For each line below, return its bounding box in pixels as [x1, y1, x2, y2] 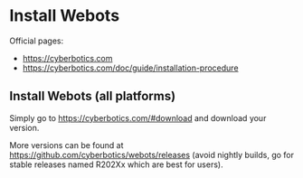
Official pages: [9, 35, 64, 46]
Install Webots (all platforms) [9, 89, 176, 104]
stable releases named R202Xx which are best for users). [9, 159, 223, 170]
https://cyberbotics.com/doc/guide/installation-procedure [22, 62, 239, 73]
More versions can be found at [9, 139, 124, 150]
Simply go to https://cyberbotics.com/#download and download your [9, 112, 267, 123]
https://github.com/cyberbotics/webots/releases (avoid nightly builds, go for [9, 149, 294, 160]
